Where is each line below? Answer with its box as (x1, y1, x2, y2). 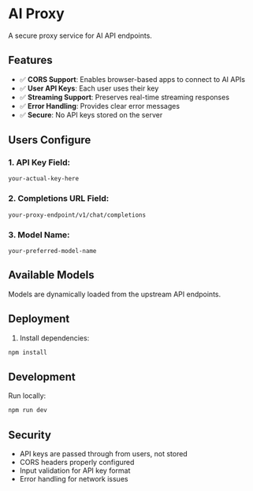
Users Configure (8, 133, 91, 147)
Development (8, 370, 76, 383)
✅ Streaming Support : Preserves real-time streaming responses (19, 92, 230, 102)
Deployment (8, 312, 70, 325)
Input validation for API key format (19, 466, 131, 475)
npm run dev (8, 407, 47, 415)
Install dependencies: (19, 333, 90, 343)
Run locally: (8, 391, 47, 400)
